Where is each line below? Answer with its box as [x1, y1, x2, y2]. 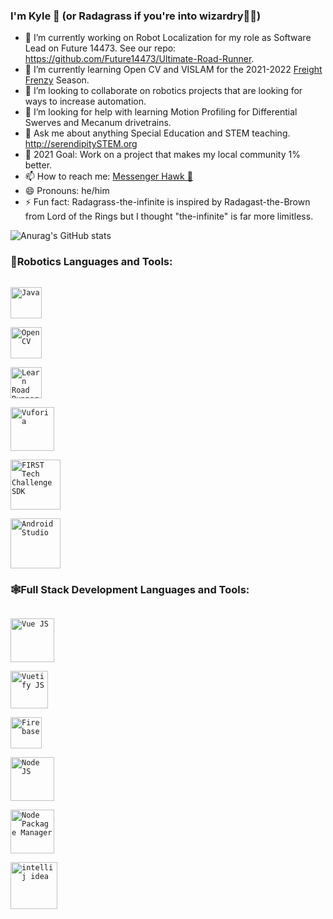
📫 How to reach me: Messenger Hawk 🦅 [24, 170, 193, 183]
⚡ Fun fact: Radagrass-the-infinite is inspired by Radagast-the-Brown [24, 196, 311, 208]
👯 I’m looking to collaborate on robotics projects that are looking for [24, 85, 303, 97]
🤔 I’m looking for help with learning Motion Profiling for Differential [24, 106, 298, 118]
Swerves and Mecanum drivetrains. [24, 117, 172, 129]
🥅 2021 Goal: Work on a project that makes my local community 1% [24, 149, 301, 161]
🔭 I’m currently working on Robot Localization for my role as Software [24, 32, 312, 44]
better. [24, 159, 53, 171]
